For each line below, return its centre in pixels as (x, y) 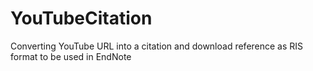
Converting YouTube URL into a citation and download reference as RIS (157, 46)
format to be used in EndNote (71, 56)
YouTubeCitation (81, 18)
